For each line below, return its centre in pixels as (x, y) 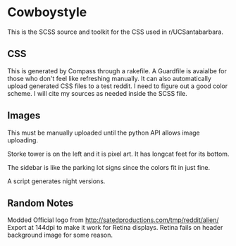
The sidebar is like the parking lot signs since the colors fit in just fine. (109, 167)
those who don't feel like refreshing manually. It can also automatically (109, 78)
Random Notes (41, 203)
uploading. (23, 140)
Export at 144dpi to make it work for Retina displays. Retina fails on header (115, 228)
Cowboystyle (47, 12)
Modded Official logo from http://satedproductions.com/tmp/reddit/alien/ (113, 220)
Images (24, 116)
